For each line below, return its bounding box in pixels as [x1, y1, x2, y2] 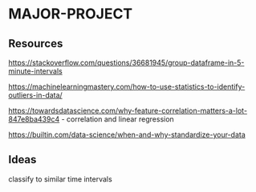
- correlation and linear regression [61, 114, 174, 124]
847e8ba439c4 [8, 114, 60, 124]
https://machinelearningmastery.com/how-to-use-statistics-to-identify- [8, 82, 246, 91]
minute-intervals [8, 66, 63, 76]
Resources [8, 37, 63, 50]
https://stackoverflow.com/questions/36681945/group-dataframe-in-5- [8, 58, 245, 67]
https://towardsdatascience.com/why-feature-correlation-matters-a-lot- [8, 106, 247, 115]
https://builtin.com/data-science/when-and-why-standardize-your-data [8, 130, 246, 139]
